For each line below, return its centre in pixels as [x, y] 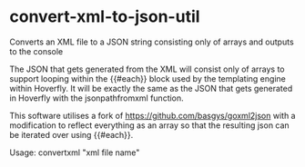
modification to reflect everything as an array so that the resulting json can [149, 125]
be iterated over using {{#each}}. [71, 134]
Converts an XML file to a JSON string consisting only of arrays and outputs [152, 42]
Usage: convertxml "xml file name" [75, 152]
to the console [36, 51]
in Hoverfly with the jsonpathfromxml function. [97, 98]
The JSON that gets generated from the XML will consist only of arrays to [147, 69]
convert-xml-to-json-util [105, 17]
